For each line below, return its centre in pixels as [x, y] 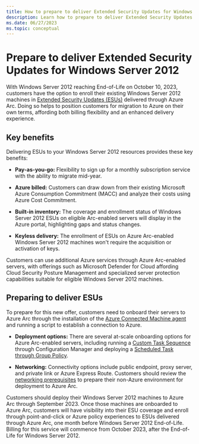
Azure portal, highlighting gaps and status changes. [78, 224]
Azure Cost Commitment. [46, 200]
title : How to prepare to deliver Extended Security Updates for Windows [99, 12]
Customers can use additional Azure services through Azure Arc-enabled [96, 260]
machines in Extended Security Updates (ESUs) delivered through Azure [95, 100]
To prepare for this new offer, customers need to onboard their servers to [96, 312]
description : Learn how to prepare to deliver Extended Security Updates [99, 17]
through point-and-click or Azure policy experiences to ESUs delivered [93, 416]
